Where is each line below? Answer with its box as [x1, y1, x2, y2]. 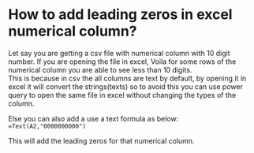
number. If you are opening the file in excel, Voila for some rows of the [8, 57, 237, 66]
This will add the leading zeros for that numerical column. [8, 136, 195, 145]
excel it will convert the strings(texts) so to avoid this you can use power [8, 81, 243, 91]
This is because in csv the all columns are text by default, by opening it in [8, 73, 247, 83]
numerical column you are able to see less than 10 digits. [8, 65, 192, 74]
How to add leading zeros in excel [8, 6, 233, 24]
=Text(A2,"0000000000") [8, 122, 87, 130]
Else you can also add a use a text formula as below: [8, 114, 179, 123]
